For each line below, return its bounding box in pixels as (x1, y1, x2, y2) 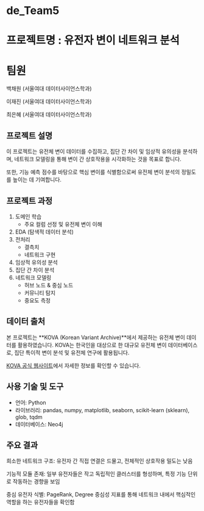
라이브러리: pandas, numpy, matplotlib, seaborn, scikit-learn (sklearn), (15, 406, 190, 413)
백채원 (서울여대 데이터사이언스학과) (6, 85, 93, 92)
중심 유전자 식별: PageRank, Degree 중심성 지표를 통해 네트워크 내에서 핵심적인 (6, 491, 196, 498)
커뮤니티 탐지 (24, 289, 56, 296)
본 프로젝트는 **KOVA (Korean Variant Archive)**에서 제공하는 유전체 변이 (6, 334, 186, 341)
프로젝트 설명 (6, 130, 53, 141)
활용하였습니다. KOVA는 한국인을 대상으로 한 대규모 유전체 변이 (17, 341, 167, 348)
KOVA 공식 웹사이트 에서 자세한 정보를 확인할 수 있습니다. (6, 362, 141, 369)
